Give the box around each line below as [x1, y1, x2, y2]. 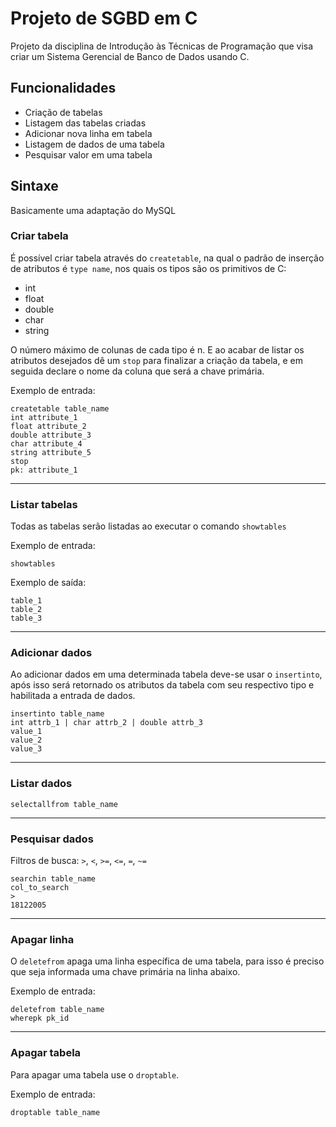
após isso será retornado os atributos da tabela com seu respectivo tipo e [10, 679, 315, 691]
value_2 [10, 735, 43, 746]
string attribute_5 [10, 447, 92, 457]
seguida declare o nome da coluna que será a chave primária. [10, 365, 265, 377]
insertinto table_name [10, 709, 105, 719]
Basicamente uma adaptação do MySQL [10, 204, 177, 216]
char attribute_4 [10, 438, 83, 449]
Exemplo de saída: [10, 577, 87, 589]
